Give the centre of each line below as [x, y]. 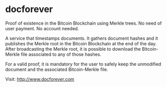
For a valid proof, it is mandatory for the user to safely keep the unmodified [83, 64]
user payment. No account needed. [42, 28]
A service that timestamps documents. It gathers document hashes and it [82, 38]
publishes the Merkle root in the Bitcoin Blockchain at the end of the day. [81, 43]
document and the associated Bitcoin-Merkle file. [57, 69]
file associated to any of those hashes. [61, 54]
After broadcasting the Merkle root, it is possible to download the [73, 49]
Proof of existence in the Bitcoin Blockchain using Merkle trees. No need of [83, 23]
